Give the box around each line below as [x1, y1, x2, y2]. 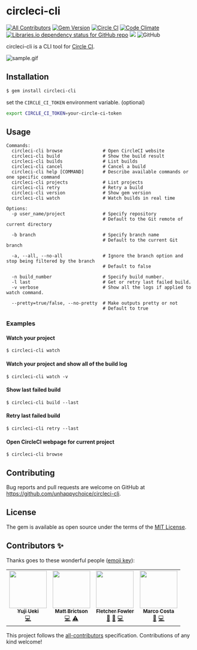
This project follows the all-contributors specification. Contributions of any [6, 631, 190, 639]
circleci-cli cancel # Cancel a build [11, 164, 146, 170]
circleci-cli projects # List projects [11, 179, 144, 185]
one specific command [6, 174, 60, 181]
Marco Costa [143, 607, 175, 615]
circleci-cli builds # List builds [11, 158, 138, 164]
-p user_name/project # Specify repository [11, 211, 157, 217]
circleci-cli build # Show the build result [11, 153, 165, 160]
